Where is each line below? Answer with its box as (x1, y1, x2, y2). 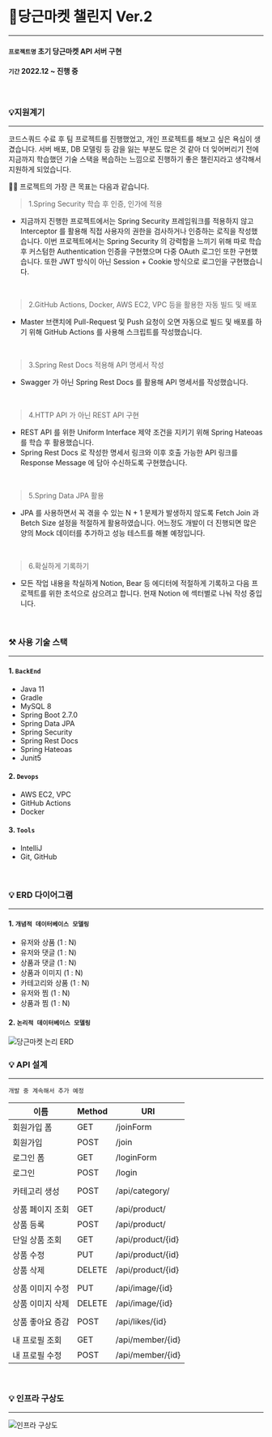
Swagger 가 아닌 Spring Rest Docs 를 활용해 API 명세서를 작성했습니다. (19, 378, 249, 387)
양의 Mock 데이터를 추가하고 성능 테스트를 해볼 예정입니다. (19, 528, 206, 538)
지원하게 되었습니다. (8, 165, 71, 174)
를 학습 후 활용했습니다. (19, 438, 95, 447)
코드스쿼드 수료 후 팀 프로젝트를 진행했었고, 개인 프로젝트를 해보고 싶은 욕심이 (8, 135, 253, 144)
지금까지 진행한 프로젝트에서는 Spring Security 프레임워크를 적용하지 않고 (19, 216, 254, 226)
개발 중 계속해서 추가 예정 (8, 1087, 84, 1095)
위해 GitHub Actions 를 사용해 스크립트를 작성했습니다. (28, 327, 202, 337)
